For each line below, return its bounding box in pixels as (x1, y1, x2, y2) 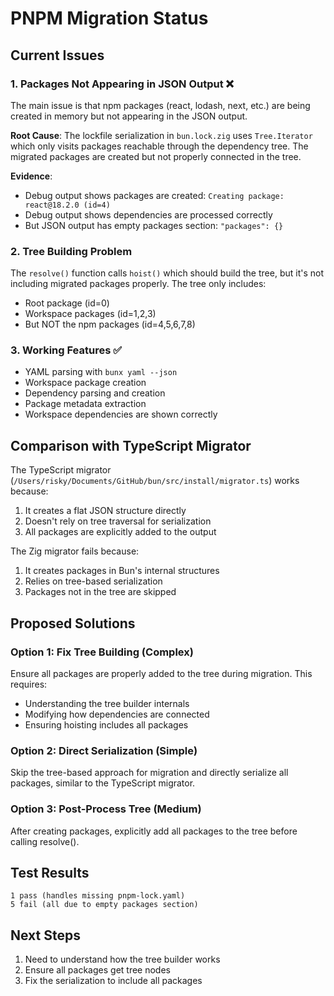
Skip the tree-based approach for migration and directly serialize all (10, 767, 289, 779)
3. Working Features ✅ (10, 343, 123, 357)
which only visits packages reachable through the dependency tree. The (10, 140, 309, 152)
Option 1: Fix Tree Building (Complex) (10, 645, 194, 659)
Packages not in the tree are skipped (24, 586, 177, 598)
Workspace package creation (24, 377, 147, 389)
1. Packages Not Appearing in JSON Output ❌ (10, 77, 234, 91)
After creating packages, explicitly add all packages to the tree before (10, 825, 298, 837)
